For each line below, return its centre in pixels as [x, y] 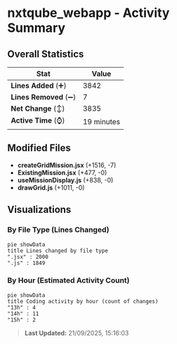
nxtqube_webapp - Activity [88, 13]
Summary [36, 28]
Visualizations [39, 210]
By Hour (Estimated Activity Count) [68, 281]
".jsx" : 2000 [28, 257]
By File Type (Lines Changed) [58, 230]
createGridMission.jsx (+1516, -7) [67, 165]
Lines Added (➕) [39, 86]
